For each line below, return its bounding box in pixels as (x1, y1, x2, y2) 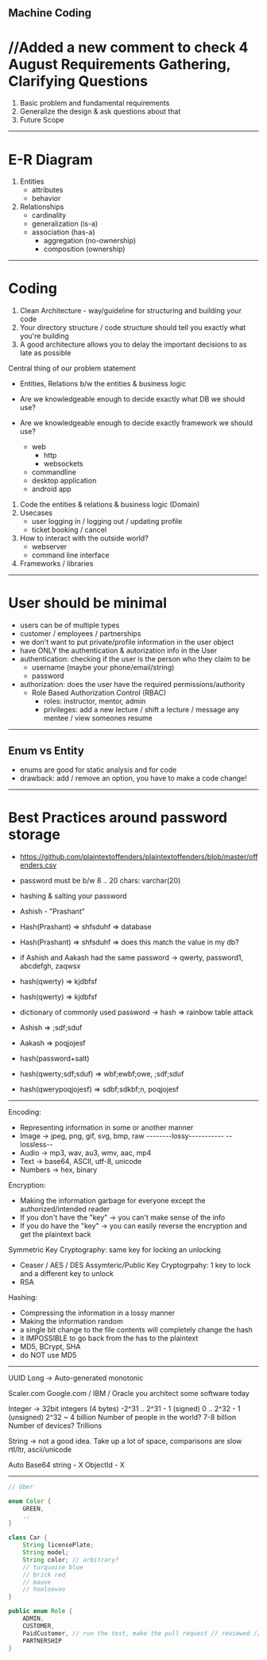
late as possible (19, 348, 72, 358)
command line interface (31, 550, 110, 560)
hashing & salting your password (19, 890, 127, 901)
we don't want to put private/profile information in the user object (19, 638, 234, 647)
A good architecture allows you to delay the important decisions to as (19, 339, 247, 349)
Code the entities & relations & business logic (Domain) (19, 500, 200, 510)
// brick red (22, 1570, 66, 1579)
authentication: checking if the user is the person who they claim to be (19, 654, 251, 664)
